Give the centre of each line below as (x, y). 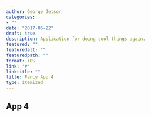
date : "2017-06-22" (30, 28)
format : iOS (21, 61)
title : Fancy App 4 (30, 77)
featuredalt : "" (26, 50)
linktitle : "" (24, 72)
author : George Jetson (34, 11)
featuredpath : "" (27, 55)
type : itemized (25, 83)
